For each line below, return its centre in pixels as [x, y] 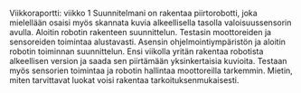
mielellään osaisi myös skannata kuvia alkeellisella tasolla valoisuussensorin [150, 23]
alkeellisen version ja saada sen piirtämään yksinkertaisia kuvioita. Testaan [148, 61]
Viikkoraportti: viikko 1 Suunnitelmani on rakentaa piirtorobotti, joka [133, 13]
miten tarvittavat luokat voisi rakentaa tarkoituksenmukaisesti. [124, 80]
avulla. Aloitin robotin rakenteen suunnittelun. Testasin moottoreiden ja [141, 32]
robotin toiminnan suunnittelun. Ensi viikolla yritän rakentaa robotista [136, 51]
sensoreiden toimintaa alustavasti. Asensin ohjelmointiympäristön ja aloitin [148, 42]
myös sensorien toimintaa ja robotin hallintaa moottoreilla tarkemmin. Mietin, [151, 70]
